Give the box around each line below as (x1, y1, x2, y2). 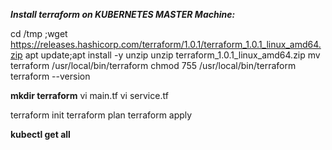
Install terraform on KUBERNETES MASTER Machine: (10, 9, 236, 20)
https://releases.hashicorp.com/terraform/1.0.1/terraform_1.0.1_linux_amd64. (10, 39, 322, 50)
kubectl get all (10, 129, 71, 140)
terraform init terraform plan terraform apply (10, 109, 193, 121)
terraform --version (10, 70, 91, 82)
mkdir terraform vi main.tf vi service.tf (10, 90, 169, 101)
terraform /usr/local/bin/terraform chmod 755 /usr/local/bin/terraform (10, 60, 297, 71)
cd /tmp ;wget (10, 28, 68, 39)
